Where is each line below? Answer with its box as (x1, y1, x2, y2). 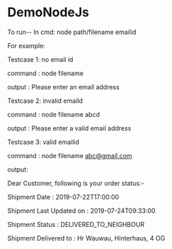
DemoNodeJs (7, 4, 90, 21)
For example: (7, 41, 46, 50)
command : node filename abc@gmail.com (7, 151, 132, 160)
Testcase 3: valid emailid (7, 138, 80, 146)
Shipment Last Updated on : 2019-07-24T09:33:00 (7, 206, 156, 215)
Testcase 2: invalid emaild (7, 96, 83, 105)
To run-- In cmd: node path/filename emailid (7, 28, 137, 36)
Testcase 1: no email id (7, 55, 74, 64)
